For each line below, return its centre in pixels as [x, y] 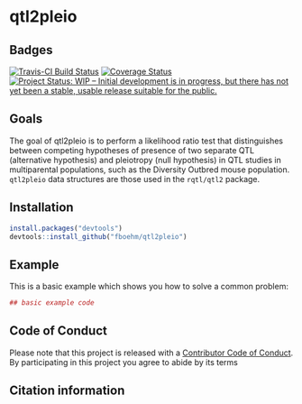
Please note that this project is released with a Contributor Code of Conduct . [151, 353]
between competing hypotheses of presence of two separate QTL [132, 150]
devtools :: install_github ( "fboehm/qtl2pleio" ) [98, 236]
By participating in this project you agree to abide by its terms [124, 362]
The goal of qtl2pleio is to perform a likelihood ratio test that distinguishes [146, 141]
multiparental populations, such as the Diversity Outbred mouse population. [150, 170]
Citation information [67, 391]
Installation [41, 208]
